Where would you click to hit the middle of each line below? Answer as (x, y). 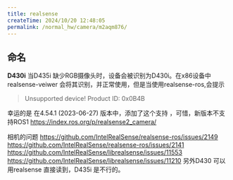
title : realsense (33, 14)
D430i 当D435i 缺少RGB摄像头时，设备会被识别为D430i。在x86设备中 (109, 76)
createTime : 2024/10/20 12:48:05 (56, 20)
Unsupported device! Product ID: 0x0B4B (85, 99)
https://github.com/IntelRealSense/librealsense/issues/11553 (95, 152)
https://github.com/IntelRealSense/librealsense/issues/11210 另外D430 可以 (116, 161)
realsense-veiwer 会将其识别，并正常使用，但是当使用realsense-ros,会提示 (116, 85)
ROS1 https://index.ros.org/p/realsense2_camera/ (85, 122)
